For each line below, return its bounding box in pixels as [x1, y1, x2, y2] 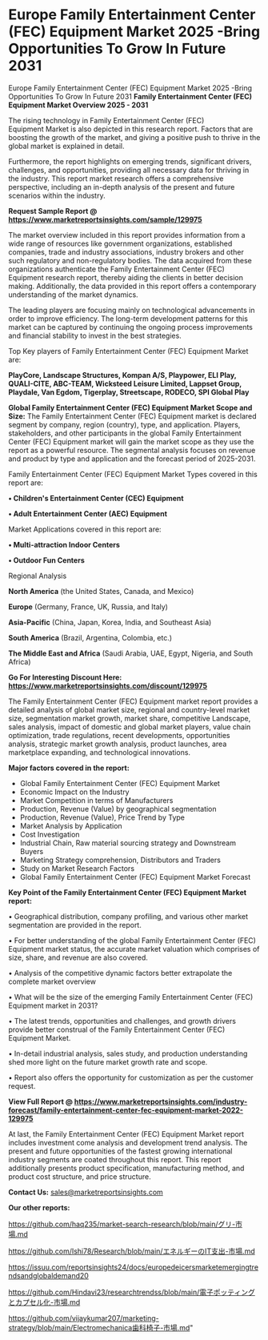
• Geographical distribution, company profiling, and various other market [8, 911, 249, 921]
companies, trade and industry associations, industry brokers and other [8, 247, 244, 257]
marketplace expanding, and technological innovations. [8, 747, 190, 757]
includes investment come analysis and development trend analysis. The [8, 1137, 248, 1147]
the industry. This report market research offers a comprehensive [8, 174, 224, 183]
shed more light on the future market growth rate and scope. [8, 1057, 208, 1066]
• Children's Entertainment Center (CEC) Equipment [8, 493, 184, 503]
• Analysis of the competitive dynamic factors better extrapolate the [8, 968, 233, 977]
